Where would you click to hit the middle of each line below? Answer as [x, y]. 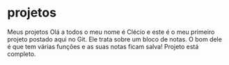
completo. [22, 54]
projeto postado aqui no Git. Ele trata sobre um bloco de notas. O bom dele [115, 39]
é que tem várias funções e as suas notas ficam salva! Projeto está [103, 46]
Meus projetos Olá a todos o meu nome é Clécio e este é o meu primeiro [111, 32]
